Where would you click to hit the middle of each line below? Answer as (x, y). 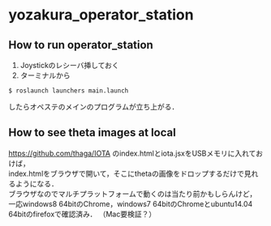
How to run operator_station (81, 45)
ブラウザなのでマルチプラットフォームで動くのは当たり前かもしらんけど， (133, 194)
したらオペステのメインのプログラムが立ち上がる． (94, 107)
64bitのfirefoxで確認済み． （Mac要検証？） (82, 214)
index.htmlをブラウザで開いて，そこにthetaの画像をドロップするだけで (127, 173)
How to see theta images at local (92, 132)
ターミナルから (45, 75)
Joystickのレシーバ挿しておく (69, 65)
